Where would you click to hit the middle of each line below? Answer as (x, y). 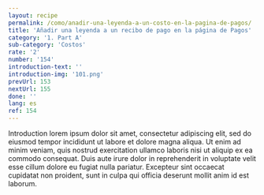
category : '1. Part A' (45, 37)
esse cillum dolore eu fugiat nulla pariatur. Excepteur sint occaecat (116, 167)
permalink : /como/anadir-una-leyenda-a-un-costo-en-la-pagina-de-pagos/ (130, 23)
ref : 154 (22, 111)
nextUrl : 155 (30, 89)
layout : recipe (33, 15)
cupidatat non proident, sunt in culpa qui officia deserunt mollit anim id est (129, 175)
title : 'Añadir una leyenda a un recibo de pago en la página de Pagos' (130, 30)
